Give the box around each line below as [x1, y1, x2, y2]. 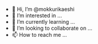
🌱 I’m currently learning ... [11, 18, 75, 25]
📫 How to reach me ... [11, 32, 67, 38]
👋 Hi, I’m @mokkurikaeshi [11, 6, 75, 12]
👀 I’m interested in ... [11, 12, 62, 19]
